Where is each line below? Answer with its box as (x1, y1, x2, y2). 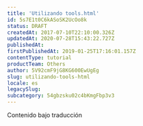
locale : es (7, 80, 38, 86)
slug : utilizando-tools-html (7, 73, 90, 80)
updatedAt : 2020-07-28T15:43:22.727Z (7, 35, 115, 42)
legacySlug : (7, 86, 41, 93)
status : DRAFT (7, 22, 48, 29)
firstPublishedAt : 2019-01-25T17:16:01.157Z (7, 48, 136, 55)
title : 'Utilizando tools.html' (7, 10, 99, 17)
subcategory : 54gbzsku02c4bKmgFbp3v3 (7, 93, 115, 99)
